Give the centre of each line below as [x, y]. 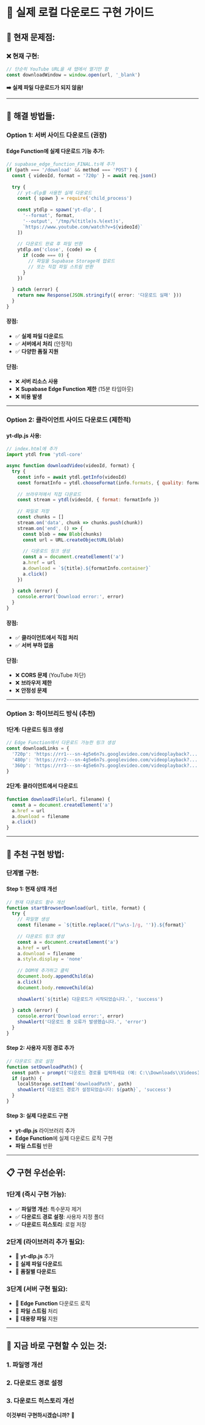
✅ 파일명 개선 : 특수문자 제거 [48, 1209]
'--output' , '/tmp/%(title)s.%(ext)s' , [73, 221]
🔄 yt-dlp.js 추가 [34, 1256]
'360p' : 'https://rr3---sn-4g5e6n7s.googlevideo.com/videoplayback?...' [106, 766]
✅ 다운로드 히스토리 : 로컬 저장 [51, 1224]
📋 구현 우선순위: [36, 1173]
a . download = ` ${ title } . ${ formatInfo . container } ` [87, 568]
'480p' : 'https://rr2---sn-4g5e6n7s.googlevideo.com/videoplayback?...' [106, 760]
